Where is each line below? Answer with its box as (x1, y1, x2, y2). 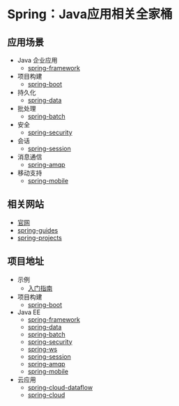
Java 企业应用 (17, 56, 58, 64)
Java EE (17, 308, 40, 316)
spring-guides (17, 226, 59, 234)
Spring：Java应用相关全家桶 (7, 6, 173, 22)
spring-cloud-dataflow (27, 383, 93, 391)
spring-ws (27, 345, 58, 353)
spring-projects (17, 233, 63, 242)
